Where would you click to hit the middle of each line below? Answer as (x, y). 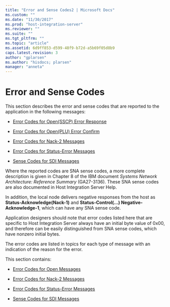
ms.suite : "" (19, 34)
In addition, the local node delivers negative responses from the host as (80, 197)
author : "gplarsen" (26, 57)
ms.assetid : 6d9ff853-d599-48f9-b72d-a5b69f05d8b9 (60, 48)
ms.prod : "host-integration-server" (44, 24)
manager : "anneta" (25, 67)
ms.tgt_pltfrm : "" (25, 39)
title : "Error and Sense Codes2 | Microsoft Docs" (60, 10)
